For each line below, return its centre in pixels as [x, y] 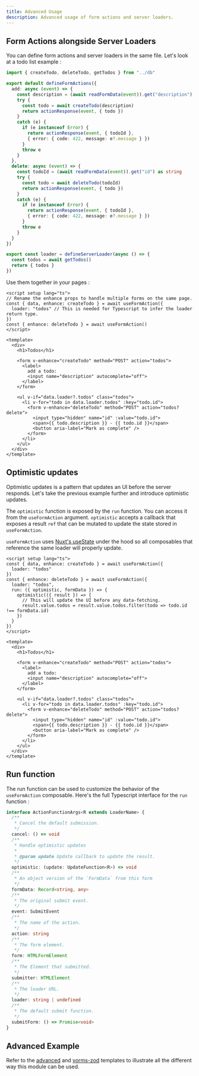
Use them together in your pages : [48, 282]
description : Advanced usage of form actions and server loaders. [90, 17]
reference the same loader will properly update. [64, 548]
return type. [22, 314]
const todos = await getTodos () [52, 260]
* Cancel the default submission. [57, 823]
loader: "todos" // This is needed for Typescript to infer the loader [102, 309]
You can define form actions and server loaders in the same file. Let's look [97, 56]
